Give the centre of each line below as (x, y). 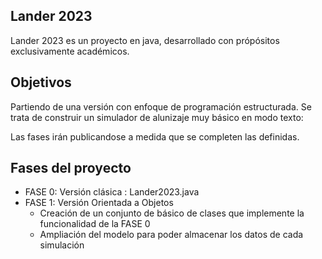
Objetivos (41, 82)
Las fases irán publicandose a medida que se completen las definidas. (155, 136)
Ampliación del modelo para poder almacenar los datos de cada (171, 235)
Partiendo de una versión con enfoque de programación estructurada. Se (161, 106)
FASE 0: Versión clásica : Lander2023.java (112, 192)
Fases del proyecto (71, 168)
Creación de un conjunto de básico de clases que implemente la (172, 213)
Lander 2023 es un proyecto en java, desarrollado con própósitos (145, 40)
